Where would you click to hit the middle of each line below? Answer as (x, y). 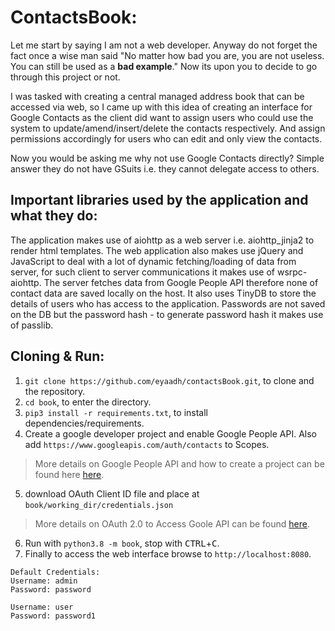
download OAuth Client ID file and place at (112, 493)
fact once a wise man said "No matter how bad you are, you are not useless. (167, 55)
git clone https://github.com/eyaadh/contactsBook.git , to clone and (169, 380)
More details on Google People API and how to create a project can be (179, 463)
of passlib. (32, 325)
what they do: (54, 216)
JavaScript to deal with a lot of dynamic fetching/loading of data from (153, 261)
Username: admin (44, 581)
